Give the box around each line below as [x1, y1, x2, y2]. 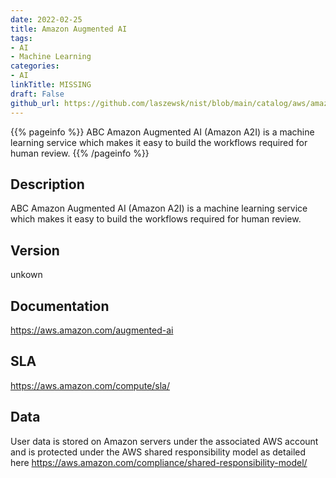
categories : [10, 61, 60, 71]
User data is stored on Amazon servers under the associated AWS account [10, 435, 319, 447]
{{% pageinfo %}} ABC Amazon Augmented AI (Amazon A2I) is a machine [10, 126, 315, 138]
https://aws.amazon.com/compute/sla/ [10, 379, 171, 391]
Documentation [10, 297, 110, 315]
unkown [10, 269, 43, 281]
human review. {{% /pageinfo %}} [10, 147, 150, 159]
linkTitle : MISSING [10, 80, 92, 90]
